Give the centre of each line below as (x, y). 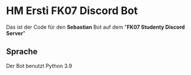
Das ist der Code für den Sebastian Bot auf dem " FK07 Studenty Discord (95, 27)
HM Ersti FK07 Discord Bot (72, 11)
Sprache (22, 52)
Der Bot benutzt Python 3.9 (39, 66)
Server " (16, 33)
